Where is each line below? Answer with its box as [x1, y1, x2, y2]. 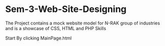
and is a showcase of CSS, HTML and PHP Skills [5, 25, 106, 31]
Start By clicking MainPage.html [5, 35, 72, 41]
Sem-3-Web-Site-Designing [5, 3, 127, 15]
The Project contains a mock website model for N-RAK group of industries [5, 20, 160, 26]
